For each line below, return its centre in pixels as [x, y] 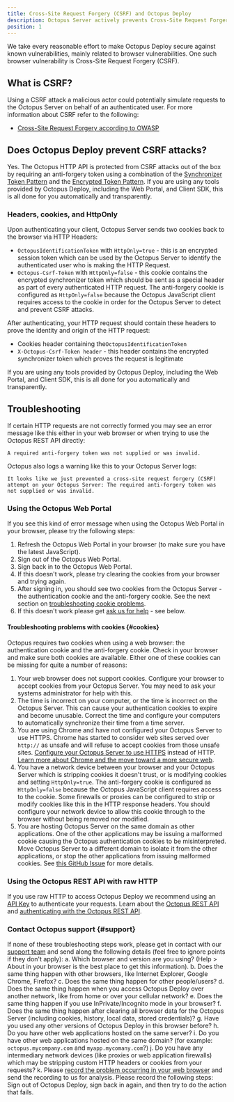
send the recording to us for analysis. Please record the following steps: [110, 1078]
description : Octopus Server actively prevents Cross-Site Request [107, 20]
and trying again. [41, 581]
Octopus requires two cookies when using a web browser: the [96, 643]
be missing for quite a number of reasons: [67, 665]
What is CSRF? [40, 83]
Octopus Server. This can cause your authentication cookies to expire [117, 708]
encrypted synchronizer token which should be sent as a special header [121, 280]
